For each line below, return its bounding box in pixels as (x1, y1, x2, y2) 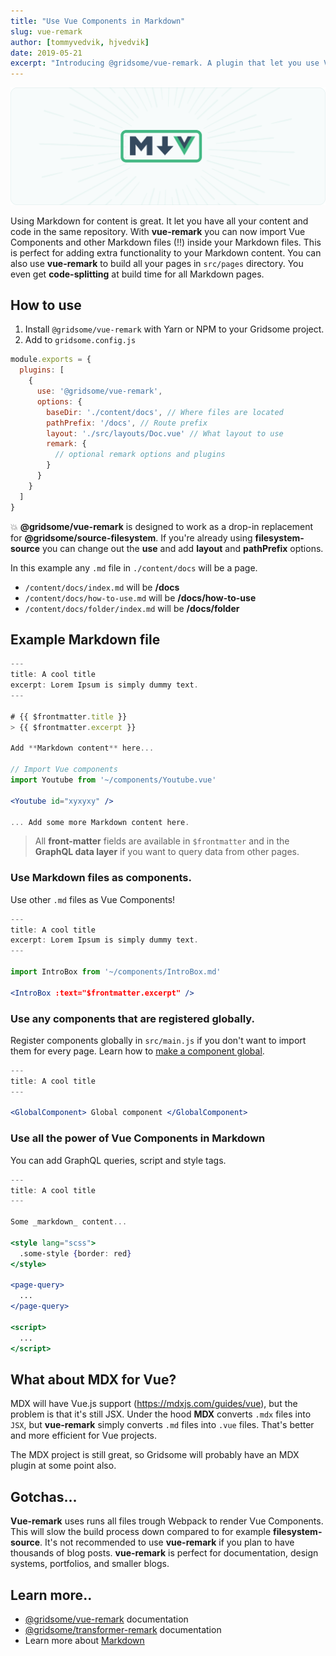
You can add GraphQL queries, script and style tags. (10, 1154, 227, 1166)
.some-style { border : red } (19, 1248, 132, 1259)
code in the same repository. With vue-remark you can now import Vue (10, 225, 306, 237)
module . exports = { (10, 355, 92, 365)
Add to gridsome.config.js (24, 334, 137, 346)
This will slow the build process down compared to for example (10, 1526, 272, 1538)
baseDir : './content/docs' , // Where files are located (46, 407, 284, 417)
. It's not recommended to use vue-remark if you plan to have (39, 1536, 295, 1549)
